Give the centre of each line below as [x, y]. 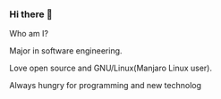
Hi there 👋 [31, 14]
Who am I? [29, 34]
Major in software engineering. [66, 51]
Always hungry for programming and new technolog [106, 86]
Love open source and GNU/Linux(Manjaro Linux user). [111, 68]
